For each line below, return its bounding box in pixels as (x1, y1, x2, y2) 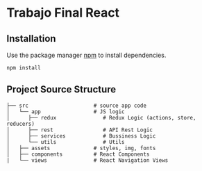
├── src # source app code (6, 102, 147, 109)
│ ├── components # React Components (6, 151, 150, 158)
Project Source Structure (6, 83, 117, 95)
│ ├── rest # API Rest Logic (6, 127, 153, 133)
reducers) (6, 120, 35, 127)
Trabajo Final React (6, 5, 119, 21)
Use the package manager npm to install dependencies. (6, 51, 167, 59)
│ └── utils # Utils (6, 138, 126, 145)
